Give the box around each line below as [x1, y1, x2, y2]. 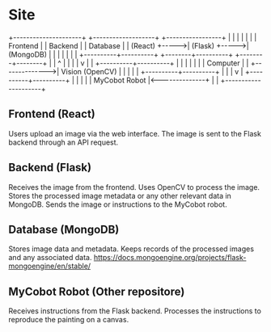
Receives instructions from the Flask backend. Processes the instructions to [8, 306, 261, 316]
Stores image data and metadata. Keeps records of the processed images [8, 244, 255, 254]
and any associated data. [8, 253, 92, 263]
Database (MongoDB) [8, 222, 120, 236]
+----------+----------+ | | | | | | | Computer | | [95, 58, 249, 68]
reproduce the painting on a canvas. [8, 315, 129, 325]
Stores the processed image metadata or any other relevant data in [8, 191, 232, 200]
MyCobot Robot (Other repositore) [8, 284, 185, 298]
